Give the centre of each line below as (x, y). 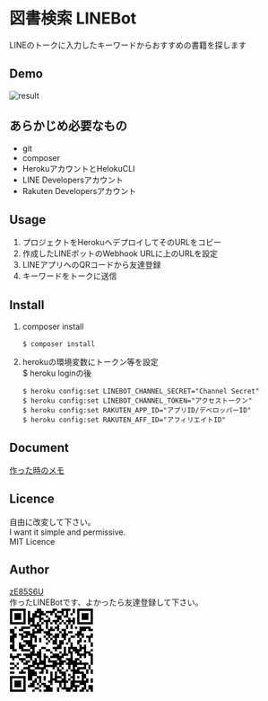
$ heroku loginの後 (57, 373)
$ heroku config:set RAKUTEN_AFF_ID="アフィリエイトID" (124, 420)
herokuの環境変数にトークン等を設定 (90, 362)
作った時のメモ (37, 470)
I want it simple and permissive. (68, 532)
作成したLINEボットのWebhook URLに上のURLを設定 (120, 253)
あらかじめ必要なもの (68, 126)
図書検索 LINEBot (73, 18)
